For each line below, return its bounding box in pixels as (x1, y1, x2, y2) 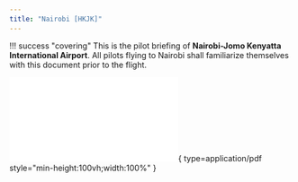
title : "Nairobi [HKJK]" (9, 14, 103, 23)
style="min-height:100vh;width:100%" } (9, 162, 158, 173)
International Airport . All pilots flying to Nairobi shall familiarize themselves (9, 49, 290, 60)
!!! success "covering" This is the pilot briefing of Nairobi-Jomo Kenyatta (9, 40, 282, 51)
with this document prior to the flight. (9, 59, 147, 70)
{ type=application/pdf (178, 152, 263, 163)
